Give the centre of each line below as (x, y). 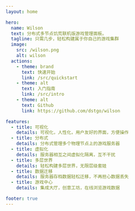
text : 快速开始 (38, 72)
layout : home (22, 12)
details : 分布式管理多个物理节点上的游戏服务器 (68, 144)
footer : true (22, 199)
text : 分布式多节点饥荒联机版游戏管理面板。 (59, 33)
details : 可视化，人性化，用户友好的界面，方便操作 (73, 133)
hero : (12, 22)
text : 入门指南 (38, 89)
